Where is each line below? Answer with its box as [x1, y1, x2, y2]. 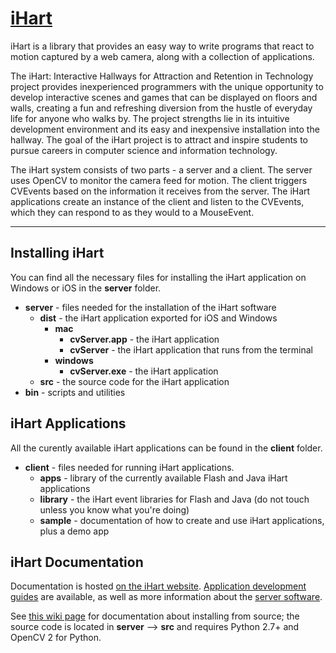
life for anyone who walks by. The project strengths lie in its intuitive [10, 112, 290, 124]
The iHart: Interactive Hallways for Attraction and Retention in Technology [10, 70, 314, 82]
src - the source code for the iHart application [39, 375, 230, 387]
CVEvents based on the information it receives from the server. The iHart [10, 185, 311, 197]
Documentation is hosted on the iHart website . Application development [10, 580, 307, 592]
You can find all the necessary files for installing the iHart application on [10, 271, 307, 283]
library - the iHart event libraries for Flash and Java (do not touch [39, 493, 310, 505]
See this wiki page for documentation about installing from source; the [10, 610, 300, 622]
